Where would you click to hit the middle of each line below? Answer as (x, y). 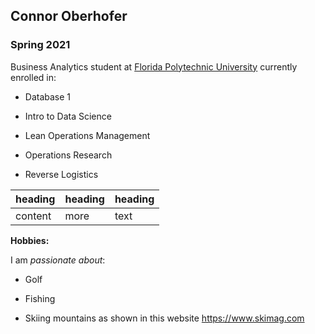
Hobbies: (30, 240)
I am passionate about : (58, 260)
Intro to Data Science (68, 116)
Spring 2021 (40, 45)
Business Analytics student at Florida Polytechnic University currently (154, 66)
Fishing (40, 298)
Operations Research (68, 155)
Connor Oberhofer (69, 16)
